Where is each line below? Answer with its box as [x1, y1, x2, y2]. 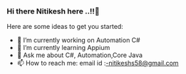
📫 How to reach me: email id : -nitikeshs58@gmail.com [16, 59, 179, 68]
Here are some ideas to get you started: [6, 23, 124, 31]
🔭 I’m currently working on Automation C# [16, 36, 140, 44]
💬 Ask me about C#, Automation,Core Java [16, 51, 143, 59]
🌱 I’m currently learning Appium [16, 44, 110, 52]
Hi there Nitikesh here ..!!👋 [6, 6, 100, 16]
